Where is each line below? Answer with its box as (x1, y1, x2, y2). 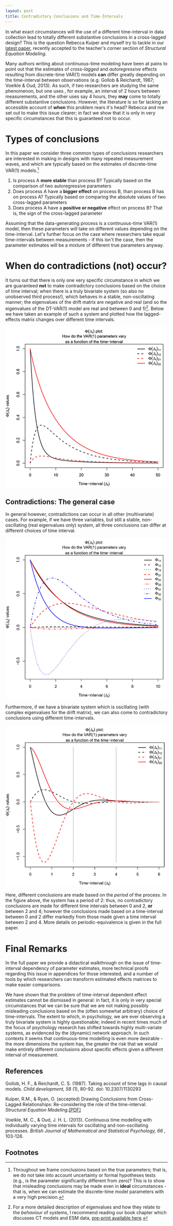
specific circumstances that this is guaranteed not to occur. (5, 115, 131, 121)
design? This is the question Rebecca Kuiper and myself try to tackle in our (5, 39, 164, 46)
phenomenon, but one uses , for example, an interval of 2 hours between (5, 88, 161, 94)
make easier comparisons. (5, 981, 62, 988)
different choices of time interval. (5, 528, 76, 534)
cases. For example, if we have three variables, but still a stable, (5, 516, 141, 523)
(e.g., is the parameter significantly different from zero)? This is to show (12, 1177, 165, 1184)
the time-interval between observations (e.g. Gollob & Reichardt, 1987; (5, 77, 154, 83)
